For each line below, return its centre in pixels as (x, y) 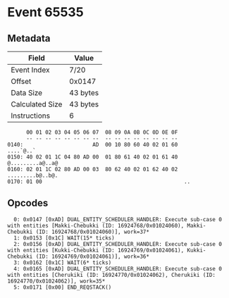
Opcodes (28, 203)
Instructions (31, 116)
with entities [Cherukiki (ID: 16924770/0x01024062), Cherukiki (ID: (112, 275)
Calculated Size (37, 104)
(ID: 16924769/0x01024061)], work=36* (93, 256)
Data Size (27, 93)
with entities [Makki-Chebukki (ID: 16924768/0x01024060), (96, 225)
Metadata (29, 38)
